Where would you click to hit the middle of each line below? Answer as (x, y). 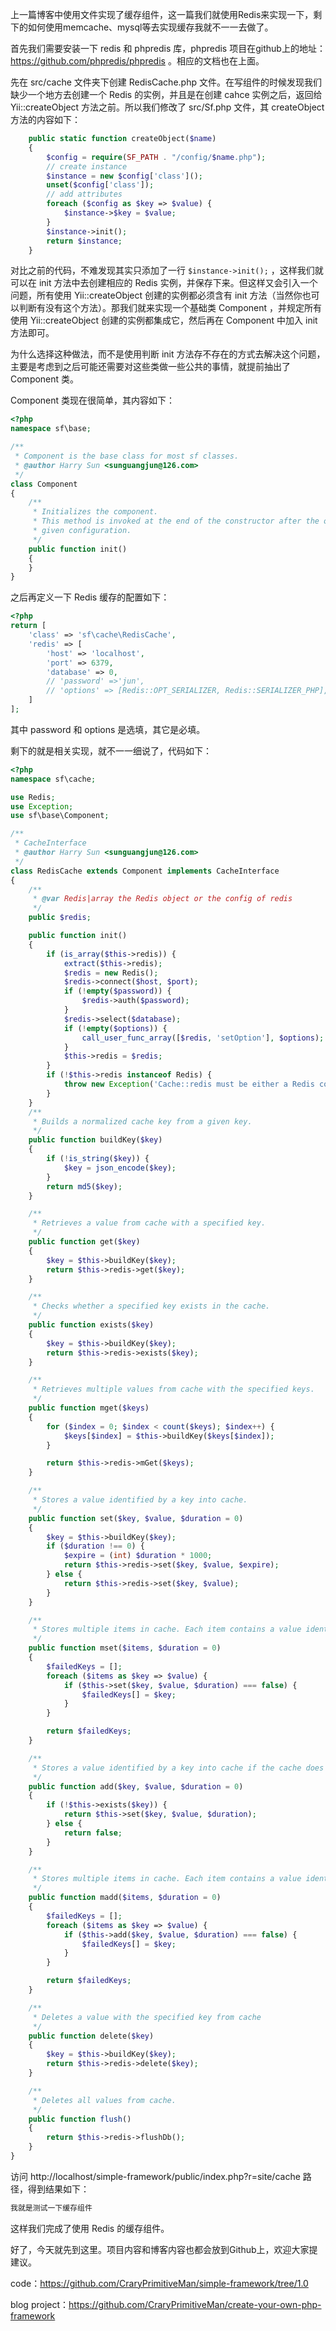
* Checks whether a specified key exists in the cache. (151, 1306)
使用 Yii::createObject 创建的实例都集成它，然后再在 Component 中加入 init (164, 320)
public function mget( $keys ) (89, 1408)
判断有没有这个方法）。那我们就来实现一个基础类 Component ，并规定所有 (170, 308)
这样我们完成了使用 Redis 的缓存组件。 (90, 2228)
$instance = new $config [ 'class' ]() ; (124, 176)
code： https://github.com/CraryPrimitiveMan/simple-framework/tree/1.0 (159, 2283)
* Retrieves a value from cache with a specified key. (149, 1223)
